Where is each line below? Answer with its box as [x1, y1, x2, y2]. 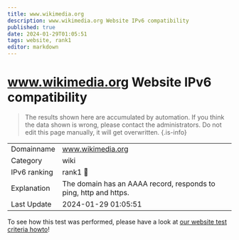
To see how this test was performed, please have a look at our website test [7, 217, 228, 226]
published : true [7, 24, 55, 31]
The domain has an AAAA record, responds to [62, 179, 216, 189]
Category [11, 155, 43, 165]
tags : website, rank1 [7, 37, 72, 44]
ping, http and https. [62, 187, 129, 197]
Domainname [11, 144, 55, 154]
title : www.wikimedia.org [7, 10, 84, 18]
